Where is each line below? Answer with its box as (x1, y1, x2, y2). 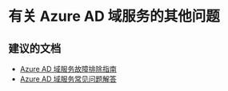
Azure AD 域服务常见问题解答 (19, 74, 118, 84)
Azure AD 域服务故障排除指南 (19, 65, 118, 73)
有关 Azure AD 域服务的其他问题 (8, 7, 220, 26)
